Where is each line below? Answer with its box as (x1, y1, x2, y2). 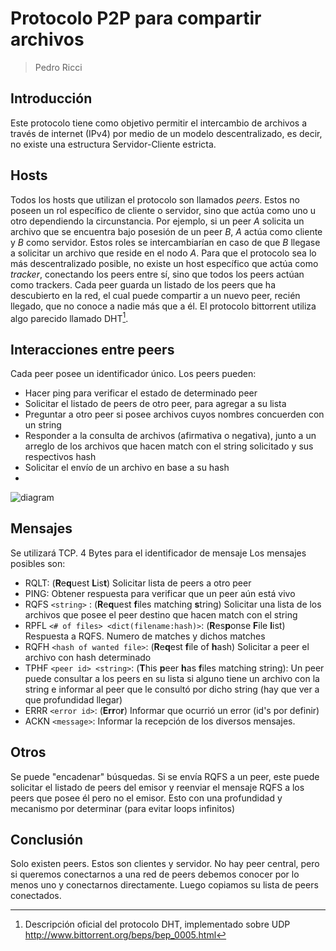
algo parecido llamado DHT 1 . (10, 310, 129, 324)
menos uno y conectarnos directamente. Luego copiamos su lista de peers (10, 879, 319, 891)
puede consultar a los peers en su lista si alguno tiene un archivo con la (24, 672, 320, 684)
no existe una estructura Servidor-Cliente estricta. (10, 138, 217, 150)
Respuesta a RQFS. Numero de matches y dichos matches (24, 630, 266, 642)
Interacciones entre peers (10, 341, 175, 358)
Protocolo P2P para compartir (10, 7, 262, 30)
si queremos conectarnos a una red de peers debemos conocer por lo (10, 868, 300, 881)
